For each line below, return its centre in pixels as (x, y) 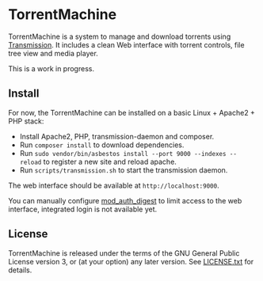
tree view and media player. (53, 53)
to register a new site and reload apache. (110, 161)
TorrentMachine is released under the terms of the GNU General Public (124, 253)
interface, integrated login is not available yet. (83, 209)
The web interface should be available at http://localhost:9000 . (114, 185)
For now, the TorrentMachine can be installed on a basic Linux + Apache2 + (132, 112)
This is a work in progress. (51, 68)
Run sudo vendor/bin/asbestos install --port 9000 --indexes (123, 153)
